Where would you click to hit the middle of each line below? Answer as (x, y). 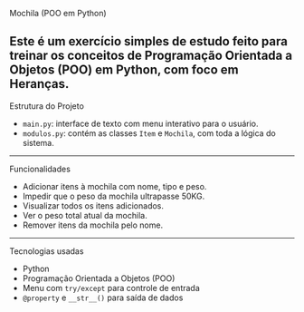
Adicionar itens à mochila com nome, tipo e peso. (114, 186)
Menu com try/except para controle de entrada (111, 288)
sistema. (38, 142)
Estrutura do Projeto (47, 106)
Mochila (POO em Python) (58, 13)
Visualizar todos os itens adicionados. (93, 205)
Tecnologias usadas (47, 251)
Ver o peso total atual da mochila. (85, 215)
